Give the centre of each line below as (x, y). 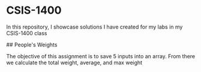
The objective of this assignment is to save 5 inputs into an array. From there (101, 56)
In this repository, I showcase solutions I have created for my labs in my (94, 27)
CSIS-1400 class (27, 33)
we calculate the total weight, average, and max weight (74, 62)
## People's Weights (32, 45)
